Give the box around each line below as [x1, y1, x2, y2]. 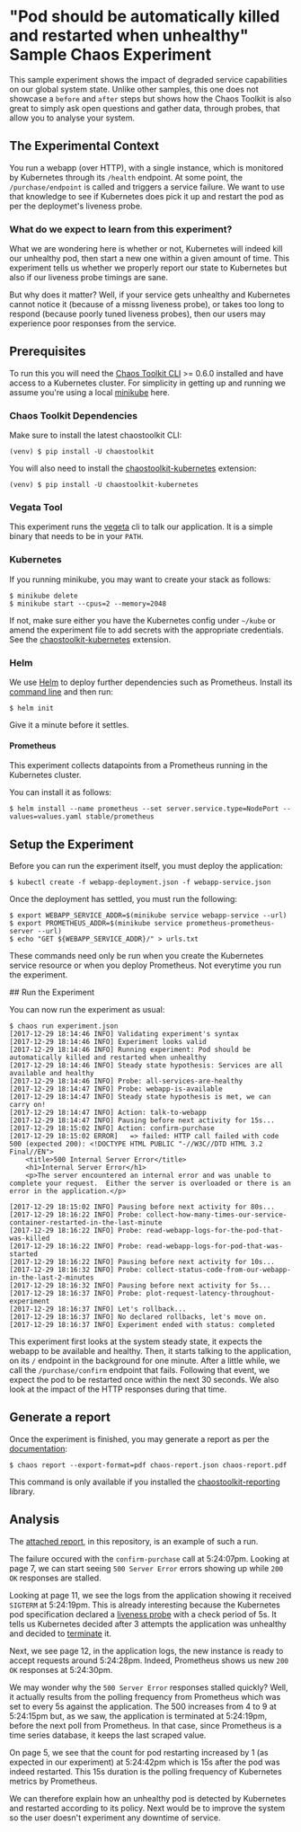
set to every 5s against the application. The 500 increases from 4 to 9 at [9, 1701, 277, 1712]
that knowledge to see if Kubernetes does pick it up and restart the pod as [9, 190, 285, 201]
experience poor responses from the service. [9, 318, 177, 329]
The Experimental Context [9, 138, 160, 154]
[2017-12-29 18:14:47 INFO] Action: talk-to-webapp [9, 1108, 207, 1118]
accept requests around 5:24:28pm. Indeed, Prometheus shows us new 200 [9, 1655, 289, 1666]
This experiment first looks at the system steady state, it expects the [9, 1336, 262, 1347]
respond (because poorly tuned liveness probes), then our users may [9, 308, 267, 320]
